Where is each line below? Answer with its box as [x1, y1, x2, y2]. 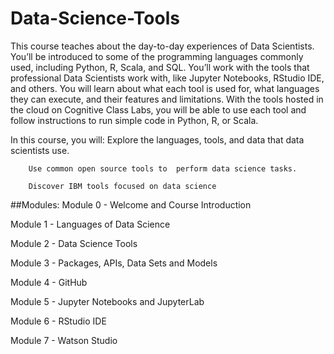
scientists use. [10, 144, 70, 156]
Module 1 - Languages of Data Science [10, 218, 171, 230]
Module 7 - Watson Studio [10, 334, 118, 346]
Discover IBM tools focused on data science [28, 181, 217, 191]
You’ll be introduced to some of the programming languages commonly [10, 50, 304, 62]
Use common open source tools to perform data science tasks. [28, 163, 298, 174]
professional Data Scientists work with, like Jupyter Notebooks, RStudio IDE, [10, 72, 325, 84]
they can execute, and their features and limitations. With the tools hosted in [10, 93, 324, 105]
